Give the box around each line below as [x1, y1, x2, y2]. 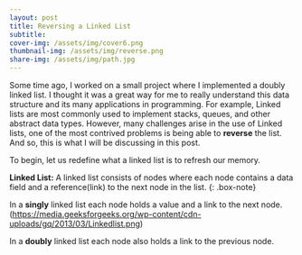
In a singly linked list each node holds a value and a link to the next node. [9, 199, 283, 210]
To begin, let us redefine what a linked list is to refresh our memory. [9, 155, 260, 165]
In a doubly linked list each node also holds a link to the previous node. [9, 236, 274, 246]
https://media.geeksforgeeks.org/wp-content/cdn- [12, 209, 202, 219]
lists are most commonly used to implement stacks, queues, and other [9, 109, 271, 119]
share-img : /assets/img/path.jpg [9, 55, 136, 64]
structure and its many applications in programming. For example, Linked [9, 99, 281, 109]
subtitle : [9, 30, 47, 39]
